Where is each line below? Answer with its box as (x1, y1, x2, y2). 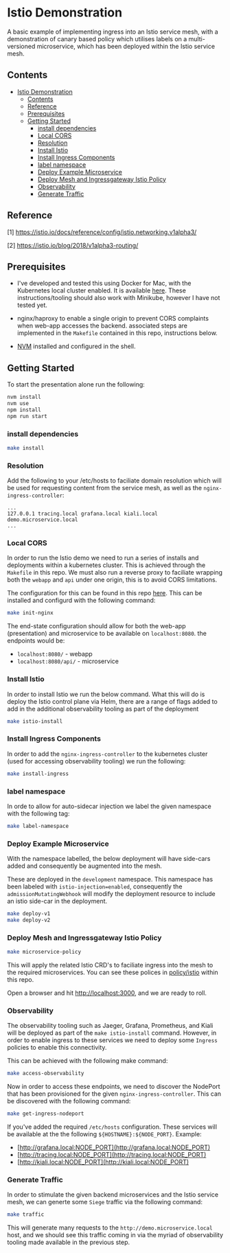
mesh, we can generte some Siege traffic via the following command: (7, 1198, 203, 1206)
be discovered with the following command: (7, 1097, 131, 1105)
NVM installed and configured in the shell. (16, 342, 136, 351)
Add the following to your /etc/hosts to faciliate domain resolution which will (7, 476, 222, 485)
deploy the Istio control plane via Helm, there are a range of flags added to (7, 697, 218, 705)
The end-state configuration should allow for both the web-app (7, 622, 187, 630)
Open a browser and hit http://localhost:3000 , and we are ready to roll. (7, 989, 207, 997)
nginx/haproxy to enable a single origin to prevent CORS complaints (16, 314, 209, 323)
